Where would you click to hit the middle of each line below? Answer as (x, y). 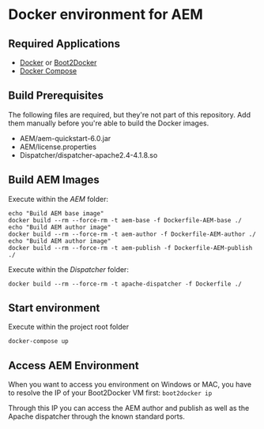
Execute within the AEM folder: (58, 199)
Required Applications (64, 44)
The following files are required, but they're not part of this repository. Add (130, 114)
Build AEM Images (54, 180)
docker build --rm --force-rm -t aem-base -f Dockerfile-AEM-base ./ (125, 220)
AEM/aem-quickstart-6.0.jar (65, 138)
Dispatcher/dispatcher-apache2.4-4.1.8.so (89, 155)
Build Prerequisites (56, 96)
